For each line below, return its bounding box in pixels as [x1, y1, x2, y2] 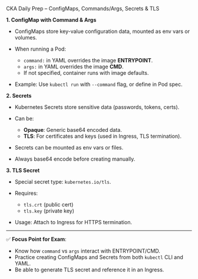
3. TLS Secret [6, 167, 40, 174]
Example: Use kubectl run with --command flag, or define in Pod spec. [14, 81, 183, 88]
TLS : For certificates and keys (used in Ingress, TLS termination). [23, 132, 181, 139]
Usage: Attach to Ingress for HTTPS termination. [14, 219, 133, 225]
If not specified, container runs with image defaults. [23, 69, 149, 76]
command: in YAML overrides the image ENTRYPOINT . [23, 57, 153, 64]
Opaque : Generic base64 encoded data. [23, 127, 122, 133]
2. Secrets [6, 92, 32, 99]
